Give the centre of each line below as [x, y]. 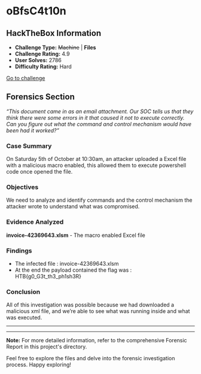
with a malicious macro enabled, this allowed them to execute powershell [96, 165]
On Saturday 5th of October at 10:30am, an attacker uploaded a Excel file [96, 159]
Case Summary [29, 146]
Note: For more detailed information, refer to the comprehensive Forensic [97, 340]
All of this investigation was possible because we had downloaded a [90, 305]
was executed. [24, 318]
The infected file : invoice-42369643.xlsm [67, 264]
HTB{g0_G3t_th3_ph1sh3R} [48, 276]
